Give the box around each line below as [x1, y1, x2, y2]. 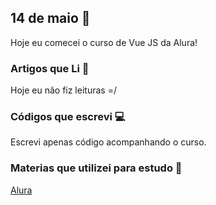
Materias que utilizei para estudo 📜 [10, 161, 183, 175]
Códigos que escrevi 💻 [10, 110, 126, 124]
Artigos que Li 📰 [10, 61, 90, 75]
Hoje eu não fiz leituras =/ [10, 84, 117, 96]
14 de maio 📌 [10, 10, 91, 27]
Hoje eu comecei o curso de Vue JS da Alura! [10, 36, 198, 48]
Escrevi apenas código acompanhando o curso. [10, 136, 207, 148]
